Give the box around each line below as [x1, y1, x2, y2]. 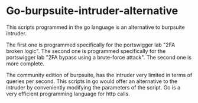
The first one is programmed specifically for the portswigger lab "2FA [6, 41, 176, 48]
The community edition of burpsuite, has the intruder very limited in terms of [6, 71, 193, 78]
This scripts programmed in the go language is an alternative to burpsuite [6, 24, 185, 31]
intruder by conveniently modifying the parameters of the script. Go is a [6, 84, 181, 91]
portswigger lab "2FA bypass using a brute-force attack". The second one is [6, 54, 192, 61]
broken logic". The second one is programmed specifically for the [6, 47, 166, 54]
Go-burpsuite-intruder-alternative [6, 4, 178, 18]
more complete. [6, 60, 45, 67]
